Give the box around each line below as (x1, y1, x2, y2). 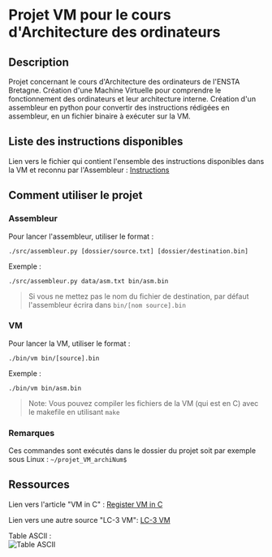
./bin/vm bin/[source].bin (8, 354, 100, 362)
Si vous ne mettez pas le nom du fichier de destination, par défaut (28, 291, 249, 301)
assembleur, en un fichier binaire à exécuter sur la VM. (8, 111, 191, 121)
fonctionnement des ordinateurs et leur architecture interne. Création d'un (8, 94, 257, 103)
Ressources (8, 477, 71, 492)
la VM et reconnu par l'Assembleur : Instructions (8, 165, 170, 175)
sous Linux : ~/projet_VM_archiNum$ (8, 455, 127, 464)
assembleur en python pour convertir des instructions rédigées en (8, 103, 230, 112)
